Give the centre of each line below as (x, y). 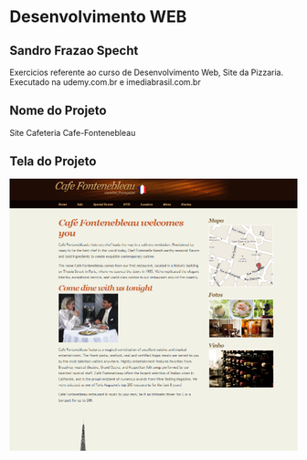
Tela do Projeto (53, 162)
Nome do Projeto (58, 111)
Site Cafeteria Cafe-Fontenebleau (73, 132)
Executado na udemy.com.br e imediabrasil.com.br (105, 82)
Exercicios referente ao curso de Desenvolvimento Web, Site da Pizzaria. (147, 72)
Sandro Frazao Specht (74, 51)
